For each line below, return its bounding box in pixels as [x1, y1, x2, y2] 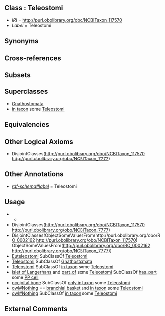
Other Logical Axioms [4, 137, 73, 146]
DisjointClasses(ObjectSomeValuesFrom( [11, 232, 96, 238]
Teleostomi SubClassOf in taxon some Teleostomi [11, 263, 114, 270]
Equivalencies [4, 120, 49, 129]
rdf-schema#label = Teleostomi [11, 183, 77, 189]
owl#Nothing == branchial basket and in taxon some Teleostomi [11, 285, 143, 291]
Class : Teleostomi [4, 4, 63, 12]
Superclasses [4, 87, 48, 96]
